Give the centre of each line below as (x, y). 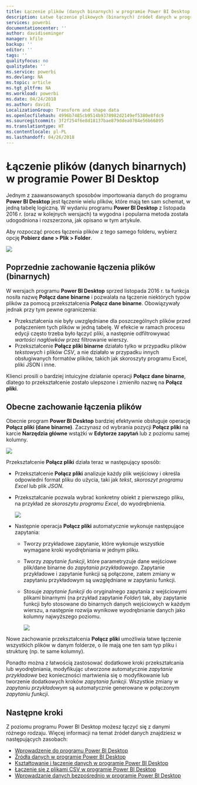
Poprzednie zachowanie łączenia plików (81, 267)
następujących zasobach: (37, 739)
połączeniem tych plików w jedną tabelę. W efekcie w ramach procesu (100, 327)
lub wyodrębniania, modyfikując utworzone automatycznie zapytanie (89, 669)
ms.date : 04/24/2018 (31, 99)
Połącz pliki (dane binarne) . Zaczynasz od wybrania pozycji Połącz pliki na (97, 427)
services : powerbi (28, 22)
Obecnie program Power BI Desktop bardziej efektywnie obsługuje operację (98, 421)
